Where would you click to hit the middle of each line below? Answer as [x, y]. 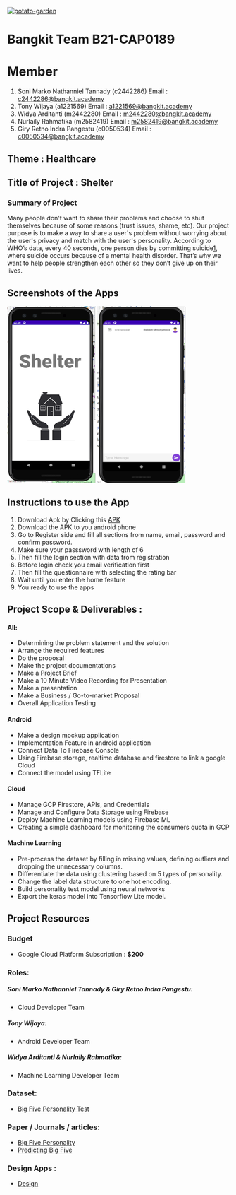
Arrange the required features [61, 651]
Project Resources [49, 919]
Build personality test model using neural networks [91, 889]
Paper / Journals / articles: [54, 1127]
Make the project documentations [67, 666]
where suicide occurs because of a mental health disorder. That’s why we [114, 256]
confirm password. [45, 542]
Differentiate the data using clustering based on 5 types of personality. [120, 874]
